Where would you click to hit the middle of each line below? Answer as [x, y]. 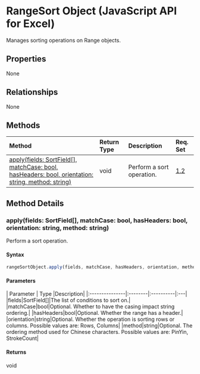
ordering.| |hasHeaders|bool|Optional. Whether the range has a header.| [95, 313]
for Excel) [31, 24]
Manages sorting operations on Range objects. [63, 40]
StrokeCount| [22, 338]
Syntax [15, 255]
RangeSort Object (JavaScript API [92, 11]
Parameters [21, 280]
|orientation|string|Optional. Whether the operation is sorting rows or [90, 319]
